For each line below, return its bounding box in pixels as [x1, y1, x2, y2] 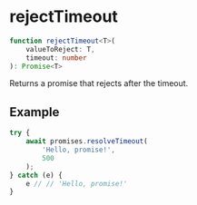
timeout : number [25, 53, 88, 63]
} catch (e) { [9, 171, 64, 180]
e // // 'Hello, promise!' [25, 179, 128, 188]
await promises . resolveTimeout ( [25, 137, 148, 146]
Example [9, 104, 60, 120]
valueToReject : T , [25, 44, 95, 54]
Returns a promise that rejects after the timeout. [9, 78, 189, 89]
